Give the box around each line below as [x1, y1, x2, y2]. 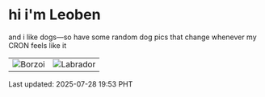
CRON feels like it [8, 40, 67, 50]
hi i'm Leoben [8, 6, 101, 24]
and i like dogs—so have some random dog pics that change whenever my [8, 32, 257, 42]
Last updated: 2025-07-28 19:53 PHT [8, 79, 133, 89]
